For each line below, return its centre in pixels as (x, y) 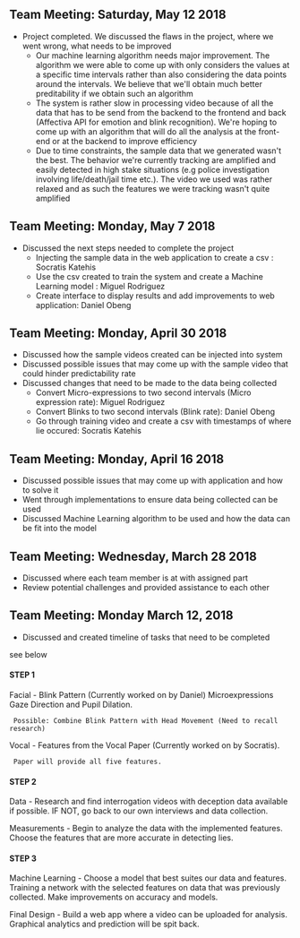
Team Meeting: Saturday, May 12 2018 (118, 15)
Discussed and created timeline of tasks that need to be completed (146, 637)
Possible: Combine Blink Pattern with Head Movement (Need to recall (146, 721)
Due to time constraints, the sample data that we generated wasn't (159, 151)
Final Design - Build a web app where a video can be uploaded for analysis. (149, 915)
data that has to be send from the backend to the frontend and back (161, 112)
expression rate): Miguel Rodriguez (100, 402)
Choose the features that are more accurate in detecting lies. (121, 838)
